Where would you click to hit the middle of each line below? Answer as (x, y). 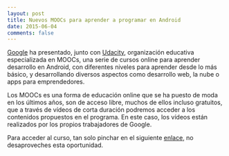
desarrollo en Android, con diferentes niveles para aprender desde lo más (112, 67)
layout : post (26, 13)
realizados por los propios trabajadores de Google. (80, 124)
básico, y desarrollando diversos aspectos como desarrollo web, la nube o (113, 75)
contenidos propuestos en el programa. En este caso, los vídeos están (108, 117)
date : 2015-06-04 (32, 26)
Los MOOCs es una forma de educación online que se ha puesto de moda (112, 95)
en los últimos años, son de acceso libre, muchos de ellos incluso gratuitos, (115, 103)
